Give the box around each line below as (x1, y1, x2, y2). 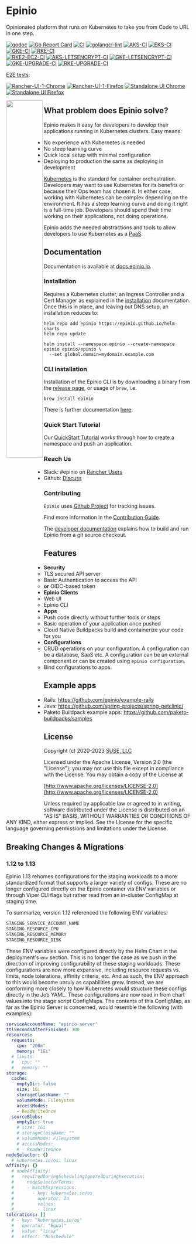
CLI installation (43, 365, 88, 373)
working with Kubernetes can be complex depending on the (43, 193, 188, 200)
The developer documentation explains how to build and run (43, 525, 189, 532)
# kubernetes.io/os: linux (11, 1157, 77, 1163)
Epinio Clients (43, 589, 78, 596)
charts (43, 325, 60, 332)
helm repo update (43, 331, 86, 337)
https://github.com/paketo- (123, 708, 189, 716)
